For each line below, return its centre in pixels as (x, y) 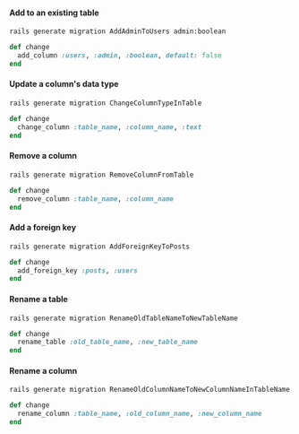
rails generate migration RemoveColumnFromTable (102, 175)
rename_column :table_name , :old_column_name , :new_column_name (140, 414)
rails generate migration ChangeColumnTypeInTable (106, 103)
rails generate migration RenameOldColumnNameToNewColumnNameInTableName (150, 390)
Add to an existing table (55, 13)
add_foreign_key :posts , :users (78, 270)
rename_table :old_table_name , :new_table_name (108, 342)
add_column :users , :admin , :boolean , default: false (120, 56)
